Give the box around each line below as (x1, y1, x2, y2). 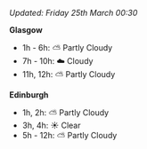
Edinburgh (9, 90, 49, 100)
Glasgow (9, 25, 43, 35)
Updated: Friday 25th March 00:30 (9, 8, 138, 18)
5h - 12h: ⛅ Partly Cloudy (21, 130, 118, 140)
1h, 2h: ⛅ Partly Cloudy (21, 107, 110, 118)
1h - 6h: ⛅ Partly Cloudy (21, 43, 113, 52)
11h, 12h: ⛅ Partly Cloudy (21, 69, 116, 79)
